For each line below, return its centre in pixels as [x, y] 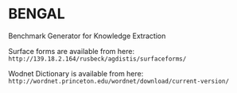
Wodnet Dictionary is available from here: [76, 73]
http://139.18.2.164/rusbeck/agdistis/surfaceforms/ [97, 59]
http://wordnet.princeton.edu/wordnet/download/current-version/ [118, 81]
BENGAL [37, 14]
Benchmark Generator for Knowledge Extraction [87, 36]
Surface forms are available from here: [72, 51]
